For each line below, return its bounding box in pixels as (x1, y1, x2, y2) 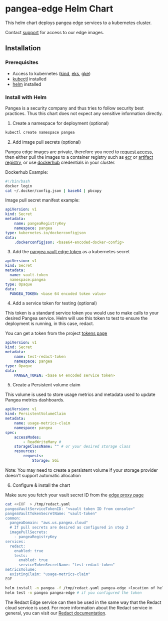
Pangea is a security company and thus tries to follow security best (5, 105, 144, 111)
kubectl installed (12, 76, 46, 82)
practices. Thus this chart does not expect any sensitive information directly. (5, 110, 163, 116)
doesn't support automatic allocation (5, 472, 81, 478)
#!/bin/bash (5, 179, 30, 184)
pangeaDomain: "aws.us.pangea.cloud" (9, 521, 88, 526)
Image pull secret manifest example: (5, 197, 80, 203)
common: (5, 515, 21, 521)
